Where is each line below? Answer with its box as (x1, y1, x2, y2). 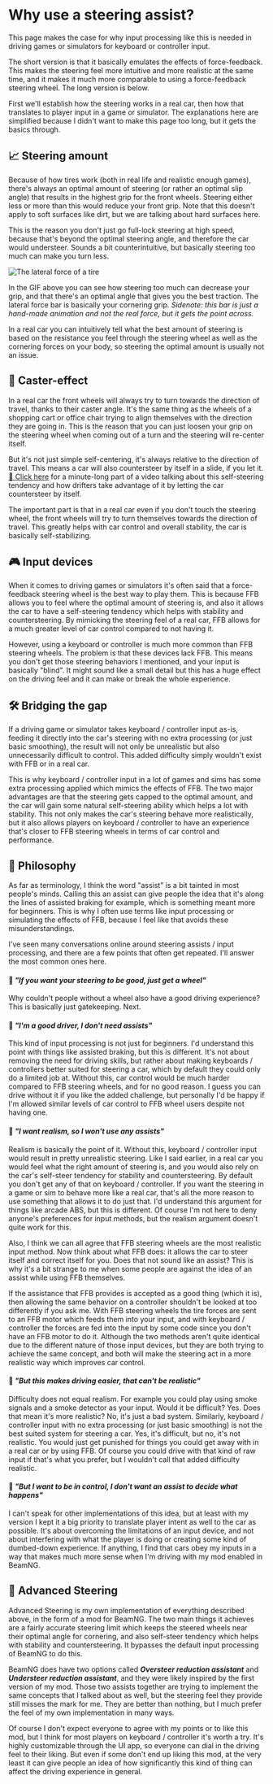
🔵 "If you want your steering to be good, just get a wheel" (8, 975, 206, 985)
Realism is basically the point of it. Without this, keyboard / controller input (8, 1144, 258, 1154)
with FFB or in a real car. (8, 759, 90, 769)
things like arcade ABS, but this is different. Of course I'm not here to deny (8, 1205, 258, 1215)
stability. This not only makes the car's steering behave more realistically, (8, 809, 253, 819)
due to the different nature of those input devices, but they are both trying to (8, 1340, 264, 1350)
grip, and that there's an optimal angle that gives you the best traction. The (8, 291, 258, 301)
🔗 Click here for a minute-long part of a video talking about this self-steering (8, 472, 264, 481)
